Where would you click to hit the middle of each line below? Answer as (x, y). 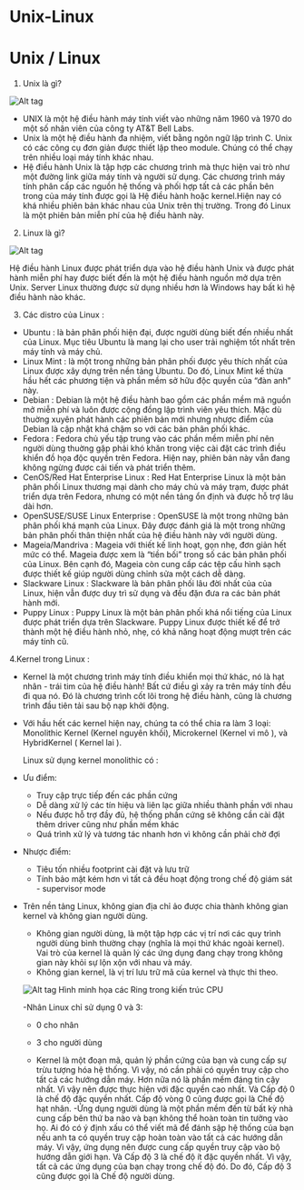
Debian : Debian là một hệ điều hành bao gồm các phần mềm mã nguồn (157, 400)
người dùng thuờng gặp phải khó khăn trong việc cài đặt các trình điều (154, 448)
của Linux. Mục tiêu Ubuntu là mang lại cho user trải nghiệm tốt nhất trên (159, 342)
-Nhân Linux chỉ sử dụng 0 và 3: (83, 1007)
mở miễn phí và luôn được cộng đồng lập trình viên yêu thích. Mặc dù (152, 410)
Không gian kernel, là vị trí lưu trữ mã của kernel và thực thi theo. (157, 972)
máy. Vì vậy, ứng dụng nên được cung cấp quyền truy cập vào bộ (158, 1147)
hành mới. (41, 603)
